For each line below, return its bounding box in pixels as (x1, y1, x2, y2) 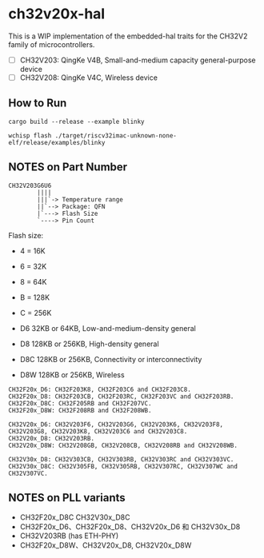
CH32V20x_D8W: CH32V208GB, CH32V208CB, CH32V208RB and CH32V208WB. (8, 441, 238, 449)
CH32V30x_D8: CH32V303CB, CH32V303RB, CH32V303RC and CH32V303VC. (8, 455, 234, 464)
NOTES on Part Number (8, 161, 128, 174)
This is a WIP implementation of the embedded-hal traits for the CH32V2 (8, 31, 248, 41)
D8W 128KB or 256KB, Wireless (19, 369, 126, 380)
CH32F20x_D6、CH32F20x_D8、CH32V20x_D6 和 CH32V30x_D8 (19, 521, 241, 532)
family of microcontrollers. (8, 39, 95, 49)
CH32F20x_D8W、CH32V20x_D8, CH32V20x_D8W (19, 540, 192, 550)
